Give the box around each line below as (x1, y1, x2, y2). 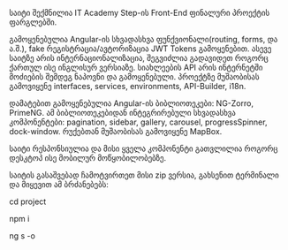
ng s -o (9, 231, 35, 241)
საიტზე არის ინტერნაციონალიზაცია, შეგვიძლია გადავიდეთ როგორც (9, 53, 269, 63)
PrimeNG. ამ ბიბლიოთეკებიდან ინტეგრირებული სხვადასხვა (9, 108, 236, 117)
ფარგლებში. (9, 17, 57, 27)
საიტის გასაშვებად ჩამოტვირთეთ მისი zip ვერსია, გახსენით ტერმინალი (9, 170, 280, 180)
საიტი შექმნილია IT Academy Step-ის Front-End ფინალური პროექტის (9, 8, 270, 18)
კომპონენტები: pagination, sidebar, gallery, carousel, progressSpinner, (9, 117, 268, 127)
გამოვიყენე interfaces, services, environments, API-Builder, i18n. (9, 81, 246, 91)
